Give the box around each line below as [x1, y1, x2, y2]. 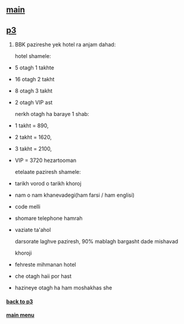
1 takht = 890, [14, 122, 49, 129]
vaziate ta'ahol [14, 227, 51, 234]
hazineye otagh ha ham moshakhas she [14, 284, 113, 292]
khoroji [14, 249, 32, 256]
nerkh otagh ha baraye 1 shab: [14, 111, 89, 118]
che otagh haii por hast [14, 273, 72, 280]
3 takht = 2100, [14, 145, 52, 152]
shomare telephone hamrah [14, 215, 83, 222]
